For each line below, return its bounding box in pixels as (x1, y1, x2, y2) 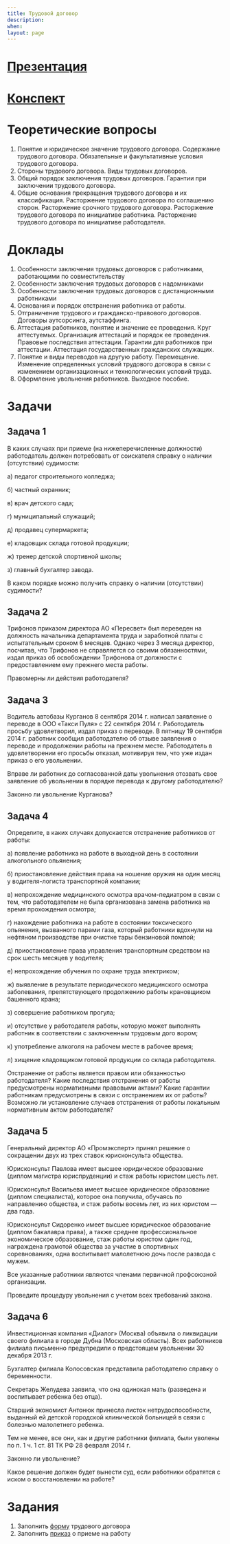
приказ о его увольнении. (7, 757, 83, 765)
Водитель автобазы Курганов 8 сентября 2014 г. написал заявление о (7, 712, 213, 721)
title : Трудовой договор (7, 10, 78, 17)
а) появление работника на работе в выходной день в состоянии (7, 849, 198, 857)
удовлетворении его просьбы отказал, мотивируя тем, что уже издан (7, 749, 212, 757)
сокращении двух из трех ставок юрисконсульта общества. (7, 1151, 183, 1159)
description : (7, 17, 45, 23)
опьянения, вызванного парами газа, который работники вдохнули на (7, 925, 213, 933)
